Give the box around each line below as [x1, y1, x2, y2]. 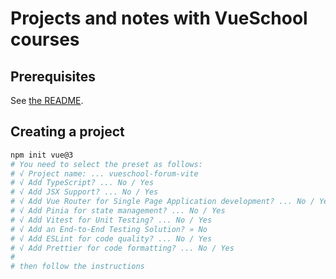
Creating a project [10, 123, 125, 141]
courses [10, 28, 80, 51]
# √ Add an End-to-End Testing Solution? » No [10, 224, 208, 234]
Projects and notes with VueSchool [10, 7, 308, 30]
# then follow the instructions [10, 262, 145, 272]
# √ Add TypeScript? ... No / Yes [10, 178, 155, 188]
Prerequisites [10, 68, 96, 85]
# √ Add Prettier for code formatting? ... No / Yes [10, 243, 235, 253]
